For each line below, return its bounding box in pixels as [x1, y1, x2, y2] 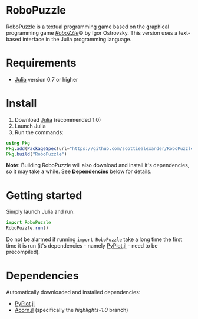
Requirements [6, 57, 77, 70]
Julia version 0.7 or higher [14, 76, 78, 83]
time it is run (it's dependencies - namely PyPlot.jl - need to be [6, 242, 158, 249]
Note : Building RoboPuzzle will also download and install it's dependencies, [6, 162, 190, 169]
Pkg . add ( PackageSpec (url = [6, 145, 70, 151]
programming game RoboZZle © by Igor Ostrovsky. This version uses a [6, 29, 178, 36]
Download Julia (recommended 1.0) [14, 116, 101, 123]
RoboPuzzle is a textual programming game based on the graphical [6, 23, 169, 30]
